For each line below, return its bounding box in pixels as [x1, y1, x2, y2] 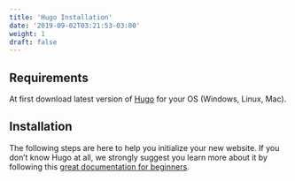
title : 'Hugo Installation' [9, 12, 113, 22]
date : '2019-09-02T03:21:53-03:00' [9, 21, 141, 30]
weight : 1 [9, 29, 46, 38]
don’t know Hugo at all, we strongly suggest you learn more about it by [9, 152, 268, 162]
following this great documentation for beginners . [9, 161, 190, 172]
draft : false [9, 37, 58, 47]
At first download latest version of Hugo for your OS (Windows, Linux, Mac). [9, 94, 287, 104]
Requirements [9, 70, 89, 85]
